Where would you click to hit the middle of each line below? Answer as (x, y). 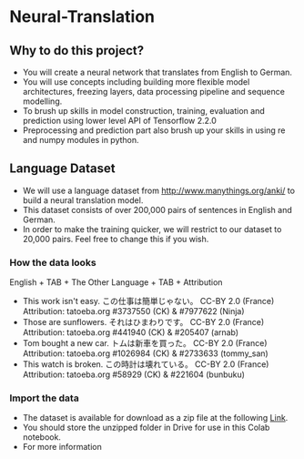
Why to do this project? (76, 51)
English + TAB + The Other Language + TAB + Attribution (116, 282)
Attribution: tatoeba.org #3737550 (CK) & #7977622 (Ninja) (133, 311)
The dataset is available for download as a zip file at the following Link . (155, 418)
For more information (62, 447)
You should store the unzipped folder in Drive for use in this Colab (146, 428)
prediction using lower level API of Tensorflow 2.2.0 (119, 121)
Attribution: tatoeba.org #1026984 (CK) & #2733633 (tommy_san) (145, 353)
